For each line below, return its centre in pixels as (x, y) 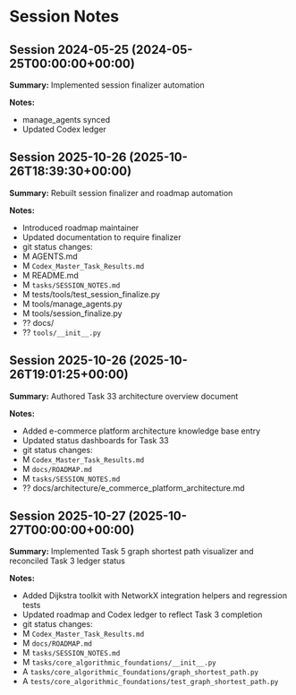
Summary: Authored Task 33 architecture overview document (124, 396)
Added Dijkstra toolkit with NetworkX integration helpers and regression (155, 596)
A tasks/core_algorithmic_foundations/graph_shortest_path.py (140, 672)
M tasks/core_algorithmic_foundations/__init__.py (119, 662)
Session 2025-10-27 (68, 516)
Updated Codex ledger (64, 129)
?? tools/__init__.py (61, 332)
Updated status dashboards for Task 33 (95, 440)
